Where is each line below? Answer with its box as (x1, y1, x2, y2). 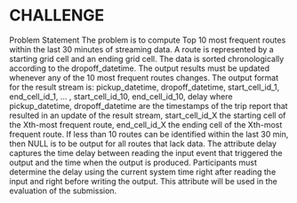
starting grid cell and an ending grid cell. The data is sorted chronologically (9, 53, 285, 64)
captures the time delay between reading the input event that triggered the (9, 147, 283, 158)
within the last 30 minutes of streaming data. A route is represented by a (9, 43, 274, 54)
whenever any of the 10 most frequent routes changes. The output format (9, 72, 278, 82)
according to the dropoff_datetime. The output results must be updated (9, 63, 270, 74)
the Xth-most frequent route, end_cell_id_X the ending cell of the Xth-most (9, 119, 283, 129)
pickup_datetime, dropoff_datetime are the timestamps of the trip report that (9, 100, 288, 111)
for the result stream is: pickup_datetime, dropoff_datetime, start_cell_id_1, (9, 82, 280, 92)
